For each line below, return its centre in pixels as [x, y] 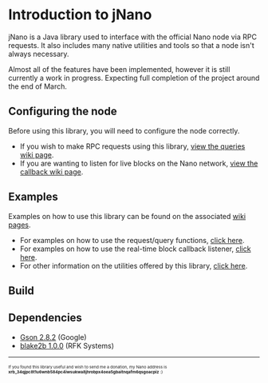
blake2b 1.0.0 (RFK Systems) [67, 345]
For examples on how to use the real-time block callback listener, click [135, 249]
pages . [20, 225]
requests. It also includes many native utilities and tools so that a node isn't [132, 45]
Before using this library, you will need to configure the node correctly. [124, 130]
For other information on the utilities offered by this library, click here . [134, 265]
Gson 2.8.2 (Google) [53, 337]
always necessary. [39, 54]
